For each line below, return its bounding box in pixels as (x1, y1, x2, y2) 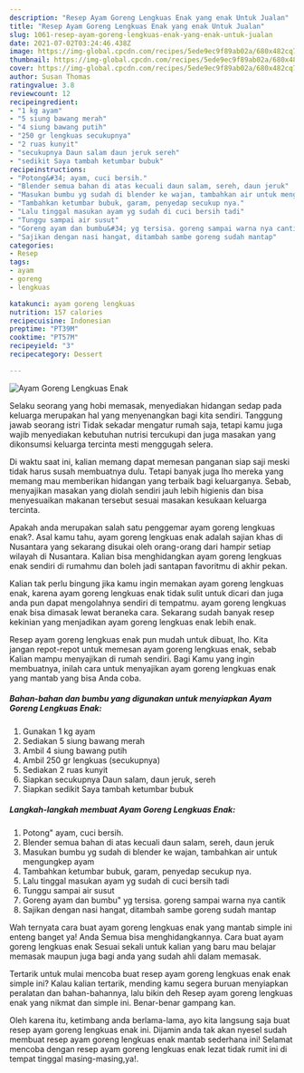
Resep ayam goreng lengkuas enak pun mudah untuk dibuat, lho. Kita (9, 633, 269, 644)
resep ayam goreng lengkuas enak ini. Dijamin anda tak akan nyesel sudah (9, 1024, 288, 1035)
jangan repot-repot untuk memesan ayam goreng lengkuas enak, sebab (9, 643, 277, 654)
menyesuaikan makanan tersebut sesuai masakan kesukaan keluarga (9, 495, 267, 506)
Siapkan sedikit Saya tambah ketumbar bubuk (22, 783, 195, 794)
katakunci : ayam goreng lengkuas (9, 299, 136, 308)
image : (9, 47, 34, 56)
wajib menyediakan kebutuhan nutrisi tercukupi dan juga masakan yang (9, 429, 276, 440)
